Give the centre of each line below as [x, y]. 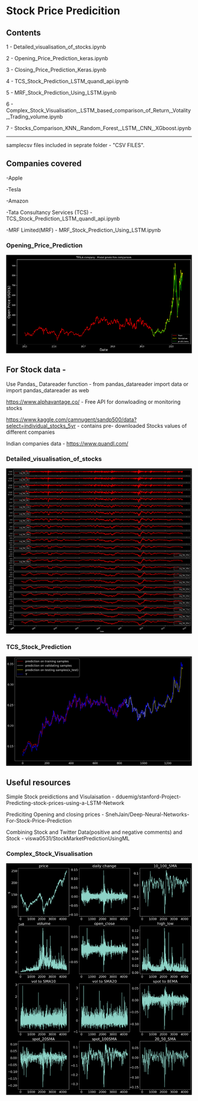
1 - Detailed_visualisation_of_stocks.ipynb [56, 47]
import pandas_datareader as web [48, 390]
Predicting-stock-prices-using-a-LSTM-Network [65, 803]
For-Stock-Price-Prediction [39, 821]
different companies [30, 432]
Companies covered [44, 164]
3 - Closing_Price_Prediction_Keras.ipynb [56, 70]
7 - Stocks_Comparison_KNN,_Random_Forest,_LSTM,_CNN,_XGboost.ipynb [99, 128]
